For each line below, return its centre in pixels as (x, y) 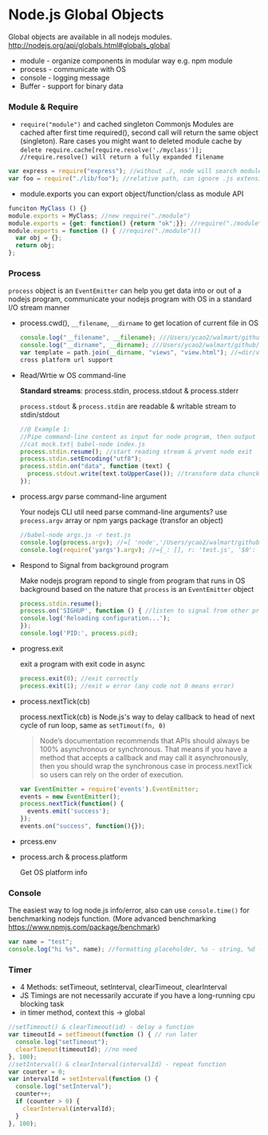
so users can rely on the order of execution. (112, 774)
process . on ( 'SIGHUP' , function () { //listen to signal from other (134, 611)
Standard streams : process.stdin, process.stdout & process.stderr (129, 390)
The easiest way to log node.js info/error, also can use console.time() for (129, 910)
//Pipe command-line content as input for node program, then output (138, 436)
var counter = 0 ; (37, 1072)
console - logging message (65, 77)
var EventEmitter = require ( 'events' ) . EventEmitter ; (109, 789)
